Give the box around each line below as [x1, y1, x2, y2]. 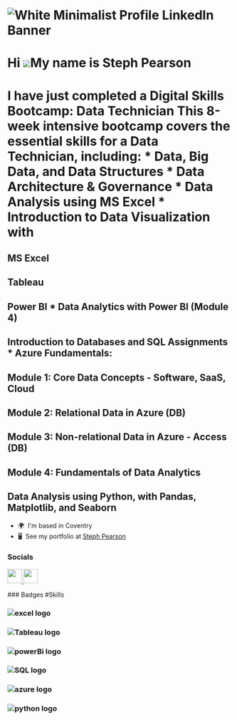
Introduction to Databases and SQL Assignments [7, 336, 228, 349]
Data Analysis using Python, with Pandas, [7, 490, 197, 503]
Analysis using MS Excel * [7, 193, 166, 210]
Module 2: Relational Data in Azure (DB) [7, 406, 186, 418]
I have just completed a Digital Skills [7, 88, 224, 103]
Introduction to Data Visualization [7, 209, 211, 225]
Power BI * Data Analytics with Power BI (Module [7, 300, 229, 313]
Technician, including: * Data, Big [7, 148, 209, 164]
